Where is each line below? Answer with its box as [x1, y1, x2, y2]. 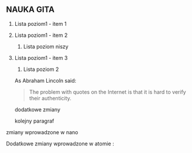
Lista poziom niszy [23, 43, 68, 50]
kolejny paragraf [14, 117, 54, 124]
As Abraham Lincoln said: [14, 77, 77, 84]
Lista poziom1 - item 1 [14, 20, 67, 27]
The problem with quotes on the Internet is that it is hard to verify [29, 88, 186, 96]
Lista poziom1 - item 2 [14, 32, 68, 39]
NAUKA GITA [6, 5, 54, 15]
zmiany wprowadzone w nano [6, 128, 78, 135]
